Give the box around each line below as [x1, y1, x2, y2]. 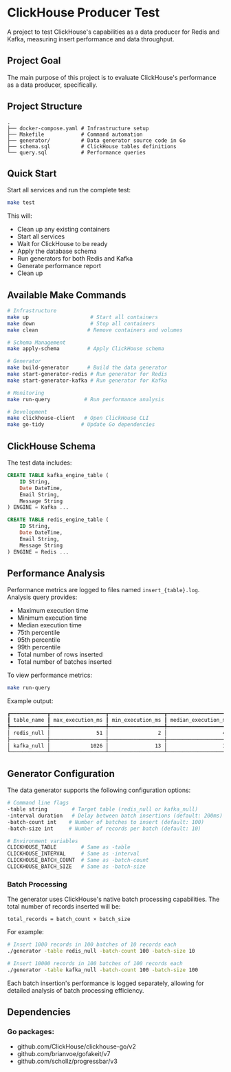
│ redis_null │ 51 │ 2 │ [7, 729, 168, 736]
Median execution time [16, 621, 82, 629]
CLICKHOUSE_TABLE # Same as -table [7, 844, 131, 851]
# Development [7, 408, 48, 415]
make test [7, 199, 36, 206]
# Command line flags [7, 800, 69, 807]
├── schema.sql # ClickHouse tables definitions [7, 143, 177, 150]
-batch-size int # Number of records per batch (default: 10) [7, 825, 201, 832]
